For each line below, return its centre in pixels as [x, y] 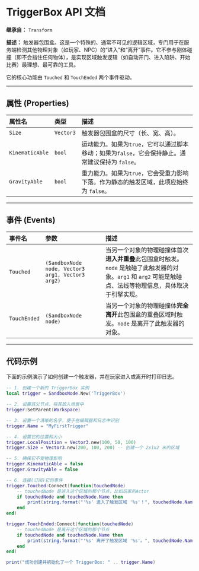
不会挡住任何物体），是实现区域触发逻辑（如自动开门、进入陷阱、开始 [106, 57]
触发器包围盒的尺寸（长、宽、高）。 [130, 133]
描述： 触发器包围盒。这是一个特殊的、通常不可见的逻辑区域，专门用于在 [95, 42]
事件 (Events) [31, 220]
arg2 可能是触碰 [160, 277]
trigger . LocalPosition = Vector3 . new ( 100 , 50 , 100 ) [71, 442]
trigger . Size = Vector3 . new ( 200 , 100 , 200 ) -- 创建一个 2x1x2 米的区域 [93, 448]
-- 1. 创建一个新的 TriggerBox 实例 [48, 388]
